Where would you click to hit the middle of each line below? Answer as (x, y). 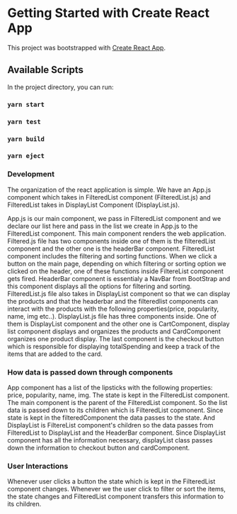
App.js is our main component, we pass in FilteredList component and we (114, 218)
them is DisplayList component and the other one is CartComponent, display (118, 324)
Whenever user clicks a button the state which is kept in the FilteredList (111, 481)
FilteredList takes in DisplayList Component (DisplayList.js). (94, 205)
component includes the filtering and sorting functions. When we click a (112, 256)
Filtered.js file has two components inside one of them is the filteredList (111, 241)
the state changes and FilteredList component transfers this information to (116, 496)
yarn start (26, 104)
